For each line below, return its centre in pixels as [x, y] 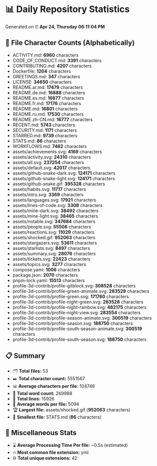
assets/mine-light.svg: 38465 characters [55, 216]
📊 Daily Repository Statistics [67, 9]
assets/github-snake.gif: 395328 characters [59, 184]
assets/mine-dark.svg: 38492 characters [56, 211]
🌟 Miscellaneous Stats [41, 432]
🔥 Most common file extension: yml [50, 452]
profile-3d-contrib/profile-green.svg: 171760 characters [71, 296]
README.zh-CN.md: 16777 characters [53, 119]
